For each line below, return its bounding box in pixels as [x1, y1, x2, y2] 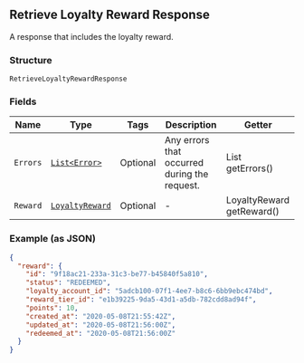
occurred [164, 157, 204, 169]
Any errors [164, 134, 210, 147]
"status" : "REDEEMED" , [25, 278, 111, 288]
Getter [243, 119, 273, 131]
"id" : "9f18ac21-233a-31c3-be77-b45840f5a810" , [25, 270, 208, 279]
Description [165, 119, 217, 131]
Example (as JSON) [9, 233, 97, 245]
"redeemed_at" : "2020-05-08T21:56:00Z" [25, 329, 176, 338]
